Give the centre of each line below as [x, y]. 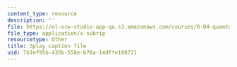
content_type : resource [42, 14]
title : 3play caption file [47, 46]
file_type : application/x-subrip [56, 33]
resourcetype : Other [38, 40]
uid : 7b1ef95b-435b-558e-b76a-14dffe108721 [72, 53]
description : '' [31, 20]
